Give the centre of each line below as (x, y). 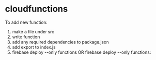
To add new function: (26, 22)
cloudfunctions (36, 9)
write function (26, 37)
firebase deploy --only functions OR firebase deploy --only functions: (81, 52)
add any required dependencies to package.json (60, 42)
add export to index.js (34, 47)
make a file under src (33, 31)
